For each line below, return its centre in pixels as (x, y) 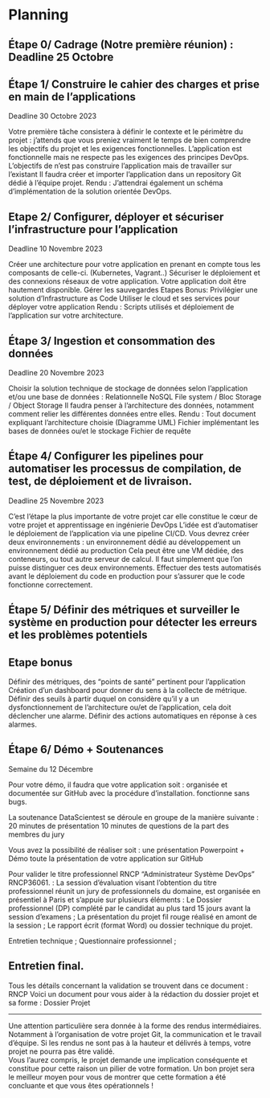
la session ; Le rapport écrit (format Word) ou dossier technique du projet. (131, 925)
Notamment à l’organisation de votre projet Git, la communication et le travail (135, 1034)
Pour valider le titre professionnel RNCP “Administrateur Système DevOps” (131, 874)
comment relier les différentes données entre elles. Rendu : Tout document (132, 414)
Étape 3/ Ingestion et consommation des (112, 340)
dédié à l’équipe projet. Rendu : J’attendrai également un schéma (116, 183)
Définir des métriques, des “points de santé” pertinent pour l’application (127, 682)
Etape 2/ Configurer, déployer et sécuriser (116, 217)
